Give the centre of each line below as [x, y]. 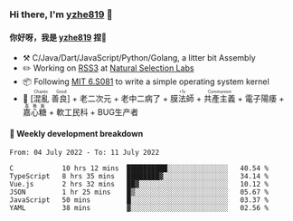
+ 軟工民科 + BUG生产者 [94, 112]
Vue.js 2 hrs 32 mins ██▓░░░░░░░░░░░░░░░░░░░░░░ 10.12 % [139, 185]
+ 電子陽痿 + [261, 99]
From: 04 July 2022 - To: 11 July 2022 [85, 153]
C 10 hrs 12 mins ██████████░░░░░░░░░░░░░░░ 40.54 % [139, 168]
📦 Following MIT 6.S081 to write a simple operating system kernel [146, 82]
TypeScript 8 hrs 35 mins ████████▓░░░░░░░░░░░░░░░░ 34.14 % [139, 177]
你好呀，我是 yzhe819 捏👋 [58, 37]
